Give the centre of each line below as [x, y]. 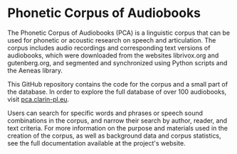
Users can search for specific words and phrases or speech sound [105, 113]
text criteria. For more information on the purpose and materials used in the [117, 128]
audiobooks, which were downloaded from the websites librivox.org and [113, 55]
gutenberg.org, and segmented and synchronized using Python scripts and [117, 62]
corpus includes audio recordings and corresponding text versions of [109, 48]
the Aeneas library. [35, 70]
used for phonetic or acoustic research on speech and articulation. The [112, 40]
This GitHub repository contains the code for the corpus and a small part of [118, 84]
